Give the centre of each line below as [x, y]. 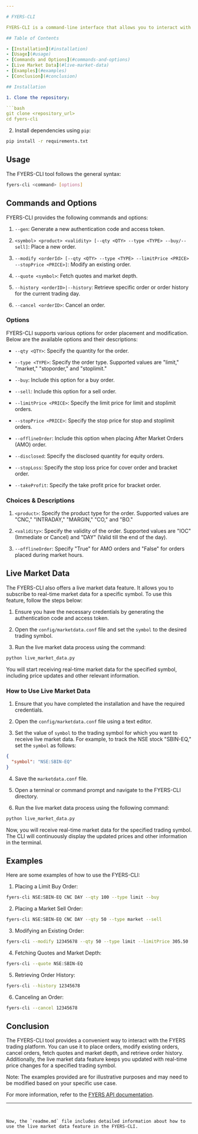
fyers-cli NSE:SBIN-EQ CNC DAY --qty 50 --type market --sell [84, 920]
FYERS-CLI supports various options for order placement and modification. [97, 333]
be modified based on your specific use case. [62, 1083]
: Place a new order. [52, 246]
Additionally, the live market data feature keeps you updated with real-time [97, 1059]
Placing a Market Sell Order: [49, 909]
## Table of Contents [33, 38]
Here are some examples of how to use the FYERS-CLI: [73, 875]
